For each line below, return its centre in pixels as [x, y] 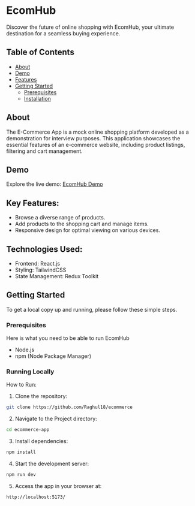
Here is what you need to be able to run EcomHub [68, 338]
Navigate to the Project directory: [56, 419]
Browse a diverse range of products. [60, 218]
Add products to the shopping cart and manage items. [82, 224]
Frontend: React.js [37, 263]
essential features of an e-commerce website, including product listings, [96, 144]
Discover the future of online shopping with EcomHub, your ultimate [90, 27]
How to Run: [22, 385]
